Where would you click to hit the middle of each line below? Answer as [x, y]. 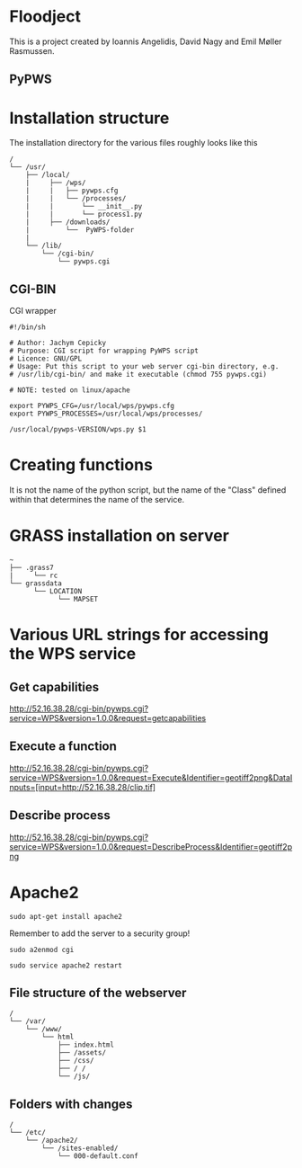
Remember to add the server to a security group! [100, 933]
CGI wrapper [33, 311]
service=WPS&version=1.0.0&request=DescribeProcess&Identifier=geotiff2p [151, 846]
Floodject [45, 17]
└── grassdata [36, 583]
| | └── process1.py [84, 214]
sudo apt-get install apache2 [66, 916]
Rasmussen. [32, 50]
